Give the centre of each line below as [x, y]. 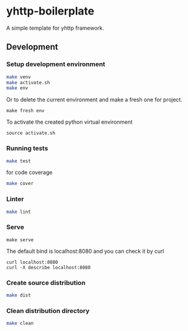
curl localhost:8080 [32, 262]
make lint [19, 212]
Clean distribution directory [48, 310]
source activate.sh [31, 133]
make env [17, 88]
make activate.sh [28, 82]
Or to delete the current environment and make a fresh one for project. [94, 100]
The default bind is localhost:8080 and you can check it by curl [85, 251]
